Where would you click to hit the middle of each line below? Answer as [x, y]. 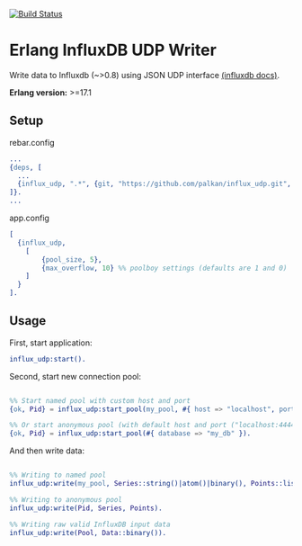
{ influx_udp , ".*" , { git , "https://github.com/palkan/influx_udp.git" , [155, 184]
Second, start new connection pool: [75, 376]
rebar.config [32, 142]
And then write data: [47, 451]
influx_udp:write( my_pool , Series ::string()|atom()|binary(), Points [142, 484]
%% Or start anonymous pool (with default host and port [118, 425]
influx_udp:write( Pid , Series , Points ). [86, 508]
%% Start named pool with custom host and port [100, 400]
